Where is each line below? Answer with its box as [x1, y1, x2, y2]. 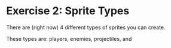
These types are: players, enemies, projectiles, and [6, 35, 132, 42]
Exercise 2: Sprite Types [6, 4, 130, 18]
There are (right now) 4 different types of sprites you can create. [6, 24, 166, 31]
